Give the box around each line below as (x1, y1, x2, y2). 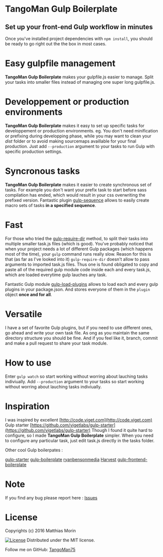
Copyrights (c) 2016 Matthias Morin (5, 528, 76, 534)
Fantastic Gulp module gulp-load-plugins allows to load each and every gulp (5, 281, 158, 287)
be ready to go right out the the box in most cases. (5, 41, 107, 47)
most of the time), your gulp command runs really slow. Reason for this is (5, 251, 151, 257)
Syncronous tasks (5, 166, 80, 177)
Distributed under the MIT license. (26, 537, 95, 543)
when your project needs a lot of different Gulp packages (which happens (5, 246, 153, 252)
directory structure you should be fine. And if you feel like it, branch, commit (5, 335, 158, 341)
